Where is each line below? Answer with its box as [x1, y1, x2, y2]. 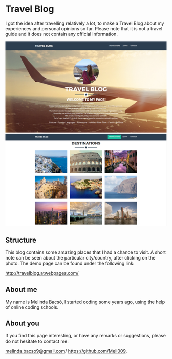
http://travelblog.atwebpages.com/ [5, 270, 79, 276]
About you [5, 319, 39, 328]
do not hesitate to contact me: [5, 338, 69, 344]
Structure [5, 235, 37, 244]
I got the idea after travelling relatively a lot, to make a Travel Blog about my [5, 20, 164, 26]
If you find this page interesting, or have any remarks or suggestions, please [5, 332, 166, 338]
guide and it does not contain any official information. [5, 31, 118, 37]
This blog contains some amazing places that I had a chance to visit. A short [5, 249, 166, 255]
